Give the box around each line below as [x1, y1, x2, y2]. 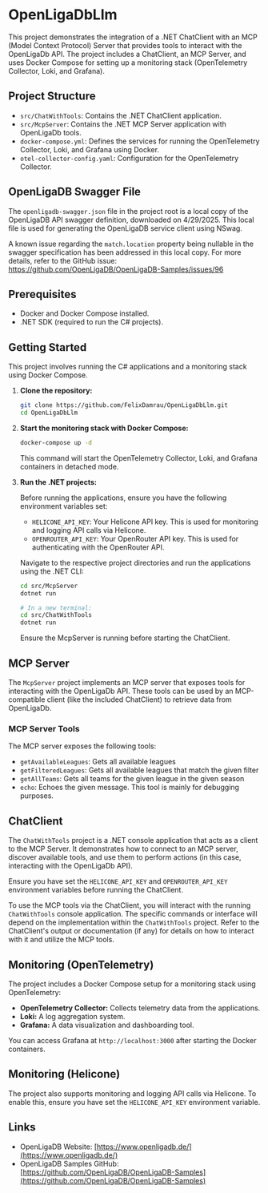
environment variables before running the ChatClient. [8, 885, 184, 895]
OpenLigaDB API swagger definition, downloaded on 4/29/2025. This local [8, 215, 254, 224]
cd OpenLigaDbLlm [19, 409, 78, 417]
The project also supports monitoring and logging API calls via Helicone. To [8, 1088, 257, 1098]
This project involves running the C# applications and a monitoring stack [8, 362, 247, 372]
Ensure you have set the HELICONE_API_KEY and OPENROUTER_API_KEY [8, 877, 228, 886]
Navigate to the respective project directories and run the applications [19, 558, 251, 567]
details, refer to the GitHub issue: [8, 256, 118, 265]
